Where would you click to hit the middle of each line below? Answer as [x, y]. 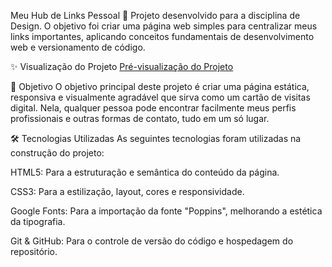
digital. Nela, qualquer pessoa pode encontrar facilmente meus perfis [153, 108]
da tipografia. [38, 221]
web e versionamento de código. [78, 47]
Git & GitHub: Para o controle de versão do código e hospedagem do [152, 241]
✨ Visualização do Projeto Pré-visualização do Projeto [122, 66]
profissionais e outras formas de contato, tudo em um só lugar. [140, 118]
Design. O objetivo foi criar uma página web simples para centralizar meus [164, 26]
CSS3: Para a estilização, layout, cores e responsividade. [127, 191]
